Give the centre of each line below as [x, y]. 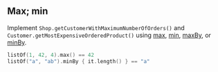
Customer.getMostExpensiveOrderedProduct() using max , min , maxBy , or [109, 35]
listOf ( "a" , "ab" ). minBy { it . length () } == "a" [79, 61]
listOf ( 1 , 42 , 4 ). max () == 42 [51, 55]
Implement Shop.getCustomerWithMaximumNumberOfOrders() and [96, 27]
